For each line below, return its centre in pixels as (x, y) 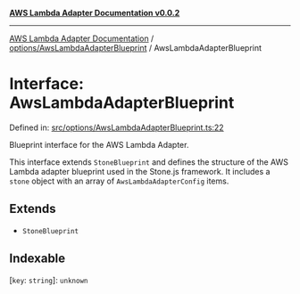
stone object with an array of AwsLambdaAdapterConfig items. (119, 181)
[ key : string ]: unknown (49, 280)
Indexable (37, 259)
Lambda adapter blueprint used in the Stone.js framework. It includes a (140, 171)
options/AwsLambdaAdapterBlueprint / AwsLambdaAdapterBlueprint (135, 48)
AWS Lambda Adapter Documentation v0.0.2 (95, 13)
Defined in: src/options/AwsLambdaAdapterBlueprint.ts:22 (117, 127)
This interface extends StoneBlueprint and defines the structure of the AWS (149, 162)
